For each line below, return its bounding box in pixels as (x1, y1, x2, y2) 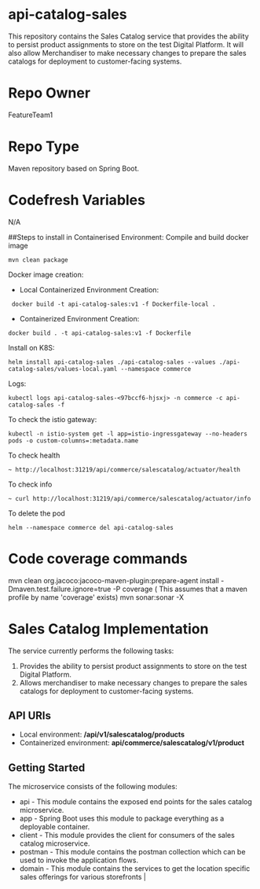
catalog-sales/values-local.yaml (8, 365, 118, 373)
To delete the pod (8, 509, 65, 518)
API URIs (8, 709, 51, 722)
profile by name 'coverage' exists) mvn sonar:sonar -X (8, 592, 185, 602)
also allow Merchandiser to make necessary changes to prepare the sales (8, 48, 247, 57)
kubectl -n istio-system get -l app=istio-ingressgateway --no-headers (8, 430, 247, 438)
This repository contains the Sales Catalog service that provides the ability (8, 31, 249, 41)
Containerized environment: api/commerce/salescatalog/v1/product (19, 738, 245, 748)
